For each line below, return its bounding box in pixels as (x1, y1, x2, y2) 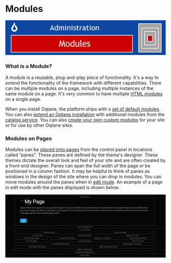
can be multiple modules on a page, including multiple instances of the (5, 85, 154, 91)
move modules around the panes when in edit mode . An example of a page (5, 179, 163, 185)
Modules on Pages (5, 135, 52, 142)
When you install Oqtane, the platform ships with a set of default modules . (5, 106, 161, 112)
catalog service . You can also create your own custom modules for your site (5, 117, 165, 123)
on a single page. (5, 96, 42, 102)
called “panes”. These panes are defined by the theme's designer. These (5, 152, 158, 158)
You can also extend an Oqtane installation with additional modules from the (5, 111, 165, 117)
